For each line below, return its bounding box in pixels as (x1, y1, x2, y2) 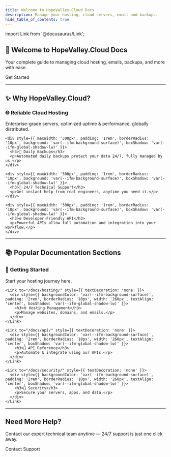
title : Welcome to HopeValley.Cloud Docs (5, 7, 95, 13)
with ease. (5, 65, 27, 71)
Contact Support (5, 446, 40, 452)
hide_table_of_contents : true (5, 17, 70, 22)
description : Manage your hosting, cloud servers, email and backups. (5, 12, 158, 17)
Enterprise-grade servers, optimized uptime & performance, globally (5, 120, 149, 127)
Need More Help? (5, 417, 62, 426)
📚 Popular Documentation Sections (5, 249, 121, 257)
